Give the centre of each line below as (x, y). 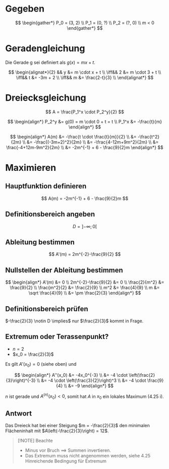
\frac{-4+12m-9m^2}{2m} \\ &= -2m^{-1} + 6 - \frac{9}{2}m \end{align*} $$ (85, 147)
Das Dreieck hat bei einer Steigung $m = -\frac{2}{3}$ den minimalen (77, 425)
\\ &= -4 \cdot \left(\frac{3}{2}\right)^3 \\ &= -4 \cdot (92, 380)
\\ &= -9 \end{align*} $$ (89, 385)
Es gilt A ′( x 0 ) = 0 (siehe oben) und (41, 364)
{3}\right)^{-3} (21, 380)
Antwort (18, 413)
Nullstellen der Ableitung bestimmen (64, 270)
